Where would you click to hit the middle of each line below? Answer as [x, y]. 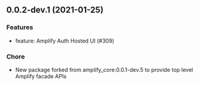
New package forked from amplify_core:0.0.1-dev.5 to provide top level [104, 70]
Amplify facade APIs [41, 76]
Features [20, 27]
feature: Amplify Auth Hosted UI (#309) [65, 41]
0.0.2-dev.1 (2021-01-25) [55, 10]
